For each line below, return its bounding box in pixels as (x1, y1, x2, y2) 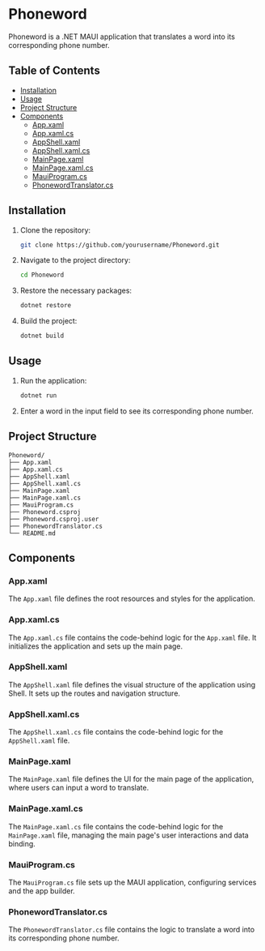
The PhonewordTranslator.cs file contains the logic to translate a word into (8, 925, 255, 935)
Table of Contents (8, 64, 101, 78)
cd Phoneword (19, 271, 65, 280)
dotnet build (19, 332, 65, 341)
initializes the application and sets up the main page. (8, 641, 183, 651)
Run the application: (19, 375, 87, 385)
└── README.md (8, 529, 57, 538)
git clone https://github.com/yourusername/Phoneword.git (19, 241, 220, 249)
